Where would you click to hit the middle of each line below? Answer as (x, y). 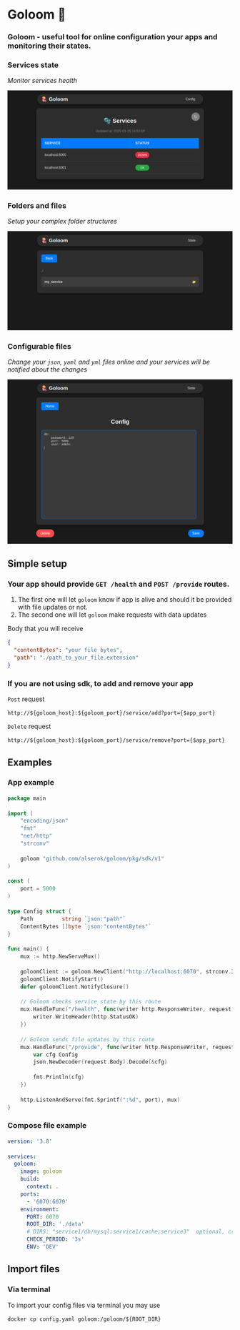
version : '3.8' (30, 1141)
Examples (30, 762)
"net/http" (36, 836)
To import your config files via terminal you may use (84, 1305)
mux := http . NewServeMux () (60, 957)
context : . (42, 1187)
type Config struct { (40, 911)
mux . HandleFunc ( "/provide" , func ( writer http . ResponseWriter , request (127, 1047)
